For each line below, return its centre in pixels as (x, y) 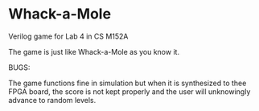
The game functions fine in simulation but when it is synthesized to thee (127, 83)
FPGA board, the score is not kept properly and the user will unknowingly (129, 91)
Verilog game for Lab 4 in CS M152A (68, 36)
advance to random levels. (52, 100)
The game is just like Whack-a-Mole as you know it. (94, 51)
